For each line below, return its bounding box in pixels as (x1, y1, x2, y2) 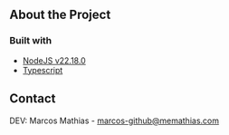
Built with (9, 34, 52, 47)
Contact (9, 91, 56, 107)
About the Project (9, 7, 111, 23)
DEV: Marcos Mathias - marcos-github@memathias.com (9, 115, 220, 126)
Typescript (22, 64, 63, 75)
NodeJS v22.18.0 (22, 54, 86, 66)
